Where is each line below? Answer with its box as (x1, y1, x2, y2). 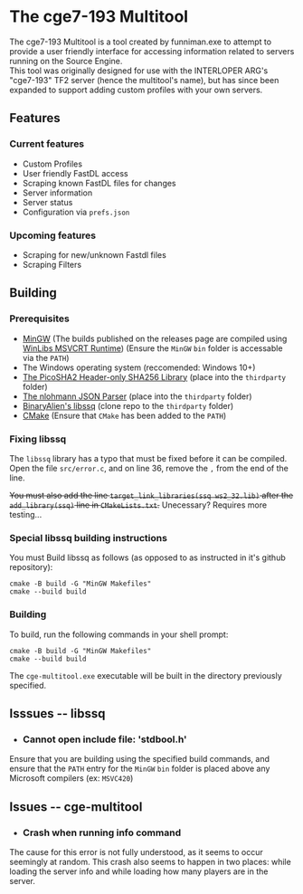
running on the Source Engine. (9, 55, 123, 66)
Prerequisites (9, 312, 70, 325)
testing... (9, 509, 43, 519)
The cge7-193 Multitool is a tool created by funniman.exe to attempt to (9, 36, 272, 47)
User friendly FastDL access (22, 167, 128, 178)
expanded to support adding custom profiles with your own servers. (9, 84, 263, 95)
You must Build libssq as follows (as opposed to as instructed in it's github (9, 552, 287, 563)
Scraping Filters (22, 259, 82, 270)
